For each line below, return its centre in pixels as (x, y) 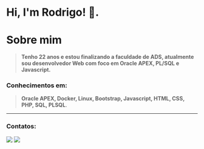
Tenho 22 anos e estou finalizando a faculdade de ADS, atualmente (107, 57)
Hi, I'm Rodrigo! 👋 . (53, 12)
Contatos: (21, 127)
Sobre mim (34, 40)
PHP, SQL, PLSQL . (44, 105)
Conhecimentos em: (37, 85)
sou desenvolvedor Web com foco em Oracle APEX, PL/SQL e (100, 64)
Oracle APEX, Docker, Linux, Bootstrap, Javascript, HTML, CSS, (103, 99)
